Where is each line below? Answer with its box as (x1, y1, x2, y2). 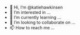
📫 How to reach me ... (9, 25, 55, 30)
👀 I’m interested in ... (9, 9, 51, 15)
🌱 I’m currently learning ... (9, 15, 62, 20)
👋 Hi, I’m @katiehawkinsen (9, 5, 63, 10)
